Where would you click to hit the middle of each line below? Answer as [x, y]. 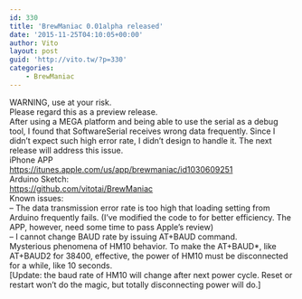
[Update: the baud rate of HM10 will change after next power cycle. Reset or [151, 275]
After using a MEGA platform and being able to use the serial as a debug [144, 121]
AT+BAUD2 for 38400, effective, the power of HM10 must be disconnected [149, 256]
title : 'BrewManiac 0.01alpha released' [87, 26]
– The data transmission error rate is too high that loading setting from [140, 208]
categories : [32, 69]
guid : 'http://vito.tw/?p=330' [68, 60]
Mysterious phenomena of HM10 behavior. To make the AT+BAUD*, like [143, 246]
